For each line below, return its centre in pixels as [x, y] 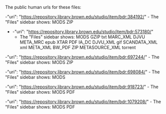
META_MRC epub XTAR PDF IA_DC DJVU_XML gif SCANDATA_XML [88, 42]
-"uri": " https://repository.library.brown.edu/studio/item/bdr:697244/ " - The [82, 57]
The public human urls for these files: [43, 7]
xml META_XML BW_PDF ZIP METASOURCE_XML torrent [78, 47]
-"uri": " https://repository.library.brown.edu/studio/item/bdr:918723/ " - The [82, 87]
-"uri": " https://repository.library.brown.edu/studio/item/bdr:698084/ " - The [83, 72]
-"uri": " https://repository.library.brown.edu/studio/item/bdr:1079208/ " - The [83, 102]
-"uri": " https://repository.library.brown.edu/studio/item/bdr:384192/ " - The [82, 17]
